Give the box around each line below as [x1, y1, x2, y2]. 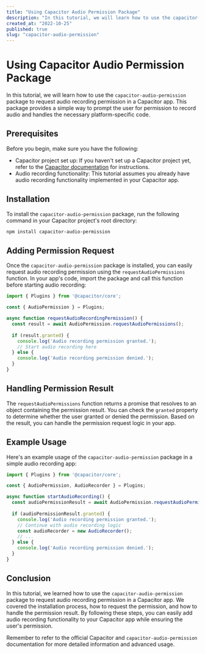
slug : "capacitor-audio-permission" [6, 32, 99, 38]
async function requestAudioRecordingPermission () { [6, 315, 143, 321]
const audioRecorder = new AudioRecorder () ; [17, 528, 132, 534]
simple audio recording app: [6, 460, 77, 467]
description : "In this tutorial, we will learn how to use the [6, 15, 171, 21]
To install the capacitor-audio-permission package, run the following [6, 210, 179, 217]
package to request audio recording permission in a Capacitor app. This [6, 98, 187, 105]
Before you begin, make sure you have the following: [6, 145, 138, 152]
